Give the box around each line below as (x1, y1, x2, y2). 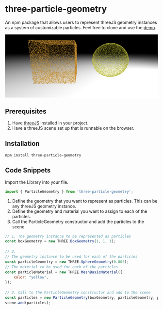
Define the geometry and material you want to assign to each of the (12, 208, 147, 214)
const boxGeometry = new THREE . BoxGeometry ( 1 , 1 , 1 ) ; (5, 239, 116, 244)
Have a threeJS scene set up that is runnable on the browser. (12, 125, 134, 131)
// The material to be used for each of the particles (5, 264, 118, 269)
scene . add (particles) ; (5, 300, 51, 305)
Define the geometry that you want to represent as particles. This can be (12, 198, 158, 204)
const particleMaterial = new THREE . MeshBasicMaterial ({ (5, 270, 123, 275)
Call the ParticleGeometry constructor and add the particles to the (12, 219, 145, 224)
